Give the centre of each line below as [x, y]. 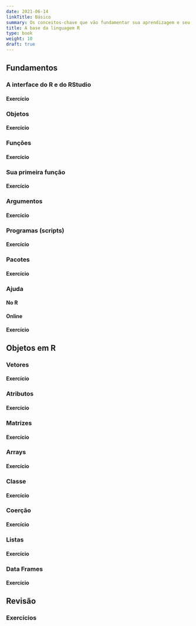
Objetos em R [31, 348]
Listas [15, 539]
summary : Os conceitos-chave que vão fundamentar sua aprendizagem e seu [98, 22]
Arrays [16, 452]
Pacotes [18, 260]
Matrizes [19, 423]
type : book [19, 33]
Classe [16, 481]
